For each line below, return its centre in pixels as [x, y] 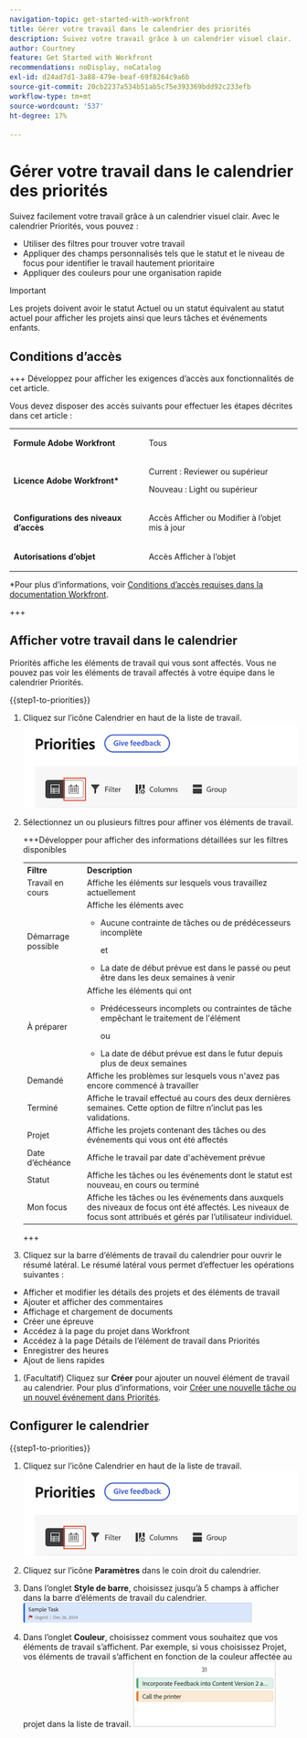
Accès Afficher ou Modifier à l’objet [215, 518]
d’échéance [49, 1162]
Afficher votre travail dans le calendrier [123, 641]
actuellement [111, 893]
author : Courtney [42, 48]
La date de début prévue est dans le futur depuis [191, 1053]
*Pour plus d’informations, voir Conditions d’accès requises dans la [136, 584]
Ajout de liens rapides [64, 1360]
